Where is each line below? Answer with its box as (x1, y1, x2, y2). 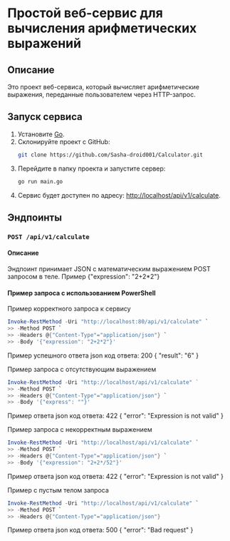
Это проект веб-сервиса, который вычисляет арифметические (7, 83, 199, 91)
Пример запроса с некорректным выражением (7, 425, 152, 434)
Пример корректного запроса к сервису (7, 305, 131, 313)
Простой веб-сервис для (7, 5, 164, 21)
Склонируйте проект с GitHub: (17, 137, 110, 146)
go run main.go (17, 178, 63, 185)
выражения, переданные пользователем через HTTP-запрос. (7, 91, 196, 98)
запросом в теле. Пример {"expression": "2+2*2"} (7, 273, 160, 281)
